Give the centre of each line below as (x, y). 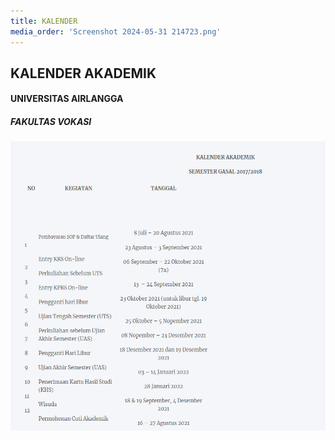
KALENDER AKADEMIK (83, 73)
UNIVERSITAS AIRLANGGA (67, 99)
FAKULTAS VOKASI (51, 122)
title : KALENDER (44, 21)
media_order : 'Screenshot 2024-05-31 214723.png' (116, 31)
